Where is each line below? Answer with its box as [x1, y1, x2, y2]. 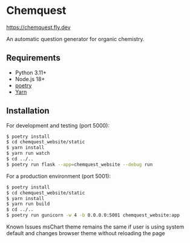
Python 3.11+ [15, 69, 47, 76]
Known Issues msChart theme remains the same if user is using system [6, 223, 185, 230]
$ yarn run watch [6, 151, 50, 157]
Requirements [6, 53, 61, 63]
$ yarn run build [6, 201, 50, 207]
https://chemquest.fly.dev [6, 24, 71, 31]
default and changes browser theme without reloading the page [6, 230, 165, 237]
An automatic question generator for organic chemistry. [6, 35, 145, 42]
